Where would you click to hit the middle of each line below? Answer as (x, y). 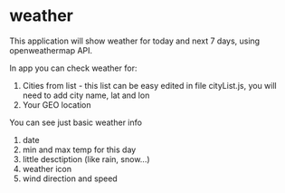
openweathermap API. (51, 50)
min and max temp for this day (79, 150)
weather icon (47, 169)
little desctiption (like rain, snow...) (86, 159)
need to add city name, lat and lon (86, 95)
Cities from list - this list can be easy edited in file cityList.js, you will (150, 85)
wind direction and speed (70, 179)
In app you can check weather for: (73, 68)
